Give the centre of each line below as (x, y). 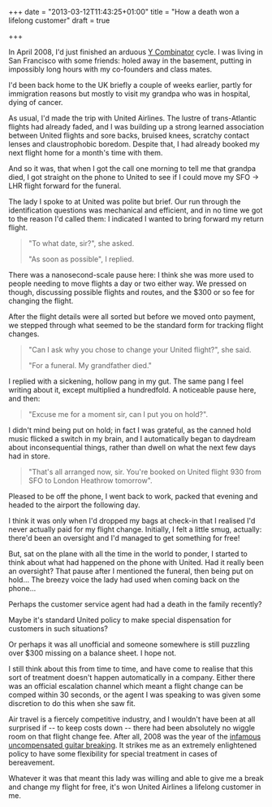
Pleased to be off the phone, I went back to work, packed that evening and (133, 496)
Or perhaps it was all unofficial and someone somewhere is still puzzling (129, 644)
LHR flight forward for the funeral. (65, 186)
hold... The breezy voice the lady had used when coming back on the (124, 580)
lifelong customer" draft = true (59, 20)
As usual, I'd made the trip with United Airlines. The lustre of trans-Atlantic (133, 118)
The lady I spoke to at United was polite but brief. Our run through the (125, 202)
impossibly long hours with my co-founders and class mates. (110, 69)
